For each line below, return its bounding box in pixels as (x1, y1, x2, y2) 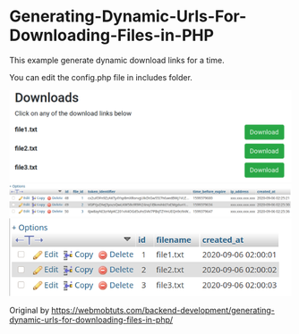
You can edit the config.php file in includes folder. (9, 71, 192, 82)
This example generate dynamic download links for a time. (9, 54, 226, 65)
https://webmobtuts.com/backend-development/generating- (51, 305, 276, 315)
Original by (9, 305, 50, 315)
